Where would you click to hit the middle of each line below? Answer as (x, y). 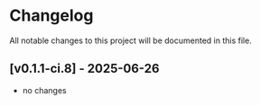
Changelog (51, 16)
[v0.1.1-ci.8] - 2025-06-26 (84, 69)
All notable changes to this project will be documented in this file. (131, 40)
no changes (44, 90)
